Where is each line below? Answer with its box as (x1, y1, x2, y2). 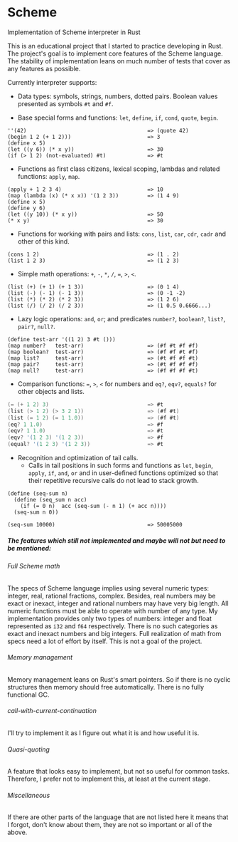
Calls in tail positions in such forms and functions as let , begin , (28, 461, 213, 470)
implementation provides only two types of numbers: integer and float (7, 614, 212, 623)
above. (7, 828, 28, 837)
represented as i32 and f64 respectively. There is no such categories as (7, 621, 218, 630)
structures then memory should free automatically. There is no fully (7, 682, 205, 691)
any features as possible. (7, 64, 81, 73)
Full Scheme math (7, 562, 60, 571)
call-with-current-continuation (7, 707, 97, 715)
